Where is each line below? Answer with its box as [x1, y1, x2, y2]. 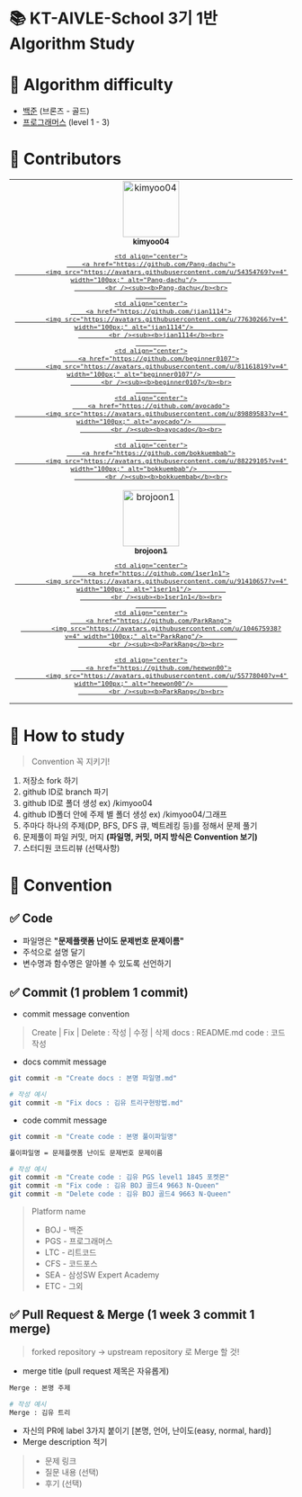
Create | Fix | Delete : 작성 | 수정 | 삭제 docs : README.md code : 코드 [31, 1027, 286, 1038]
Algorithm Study [9, 33, 136, 54]
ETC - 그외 [44, 1281, 84, 1291]
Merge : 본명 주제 [9, 1383, 71, 1393]
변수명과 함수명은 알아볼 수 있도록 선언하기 [22, 958, 173, 969]
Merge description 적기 [22, 1437, 108, 1448]
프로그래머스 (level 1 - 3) [22, 117, 111, 128]
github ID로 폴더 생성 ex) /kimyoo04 [22, 798, 153, 809]
